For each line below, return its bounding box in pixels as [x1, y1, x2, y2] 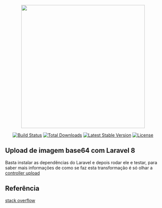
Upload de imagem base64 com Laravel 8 [5, 146, 135, 155]
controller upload [5, 170, 40, 176]
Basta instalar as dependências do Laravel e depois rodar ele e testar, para [5, 159, 158, 165]
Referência [5, 184, 40, 193]
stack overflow [5, 197, 36, 203]
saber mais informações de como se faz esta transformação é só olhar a [5, 165, 153, 171]
